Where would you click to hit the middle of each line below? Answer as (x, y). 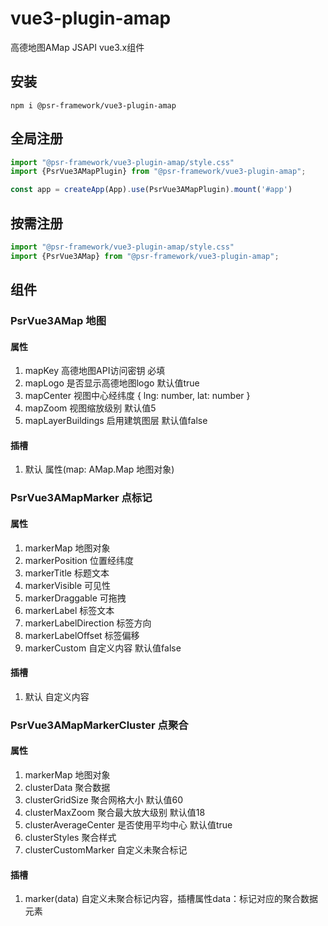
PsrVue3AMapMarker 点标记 (81, 498)
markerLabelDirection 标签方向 (88, 623)
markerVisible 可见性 (68, 585)
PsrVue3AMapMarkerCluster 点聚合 (99, 725)
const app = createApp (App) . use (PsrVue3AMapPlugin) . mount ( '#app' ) (151, 190)
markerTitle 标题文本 (67, 573)
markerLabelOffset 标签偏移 (82, 635)
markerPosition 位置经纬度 (79, 560)
